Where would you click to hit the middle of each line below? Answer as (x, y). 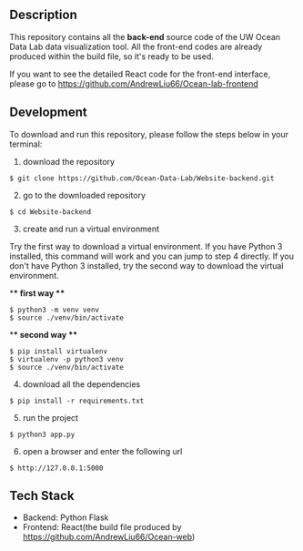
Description (43, 15)
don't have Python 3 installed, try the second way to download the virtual (146, 265)
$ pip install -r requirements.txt (77, 401)
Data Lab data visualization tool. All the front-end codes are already (136, 46)
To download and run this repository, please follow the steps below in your (149, 134)
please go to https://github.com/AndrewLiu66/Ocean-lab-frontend (134, 83)
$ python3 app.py (42, 434)
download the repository (69, 161)
